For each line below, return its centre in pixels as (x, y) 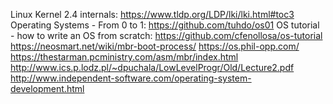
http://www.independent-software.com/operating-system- (131, 78)
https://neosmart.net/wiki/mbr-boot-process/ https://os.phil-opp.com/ (155, 46)
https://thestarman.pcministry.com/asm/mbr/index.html (124, 57)
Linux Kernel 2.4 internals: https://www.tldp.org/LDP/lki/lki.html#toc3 (152, 14)
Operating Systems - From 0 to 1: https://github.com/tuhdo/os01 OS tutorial (165, 25)
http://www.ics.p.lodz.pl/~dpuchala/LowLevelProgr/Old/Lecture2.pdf (152, 67)
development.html (47, 88)
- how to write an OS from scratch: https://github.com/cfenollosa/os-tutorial (166, 35)
